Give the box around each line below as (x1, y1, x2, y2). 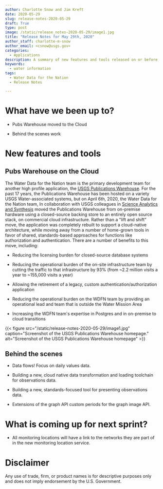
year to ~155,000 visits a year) (12, 272, 73, 277)
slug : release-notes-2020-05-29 (5, 16, 71, 21)
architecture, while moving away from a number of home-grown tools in (5, 227, 149, 233)
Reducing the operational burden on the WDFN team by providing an (12, 296, 150, 302)
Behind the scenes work (12, 130, 61, 137)
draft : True (5, 21, 29, 26)
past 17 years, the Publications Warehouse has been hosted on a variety (5, 191, 149, 196)
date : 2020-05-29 (5, 12, 40, 17)
